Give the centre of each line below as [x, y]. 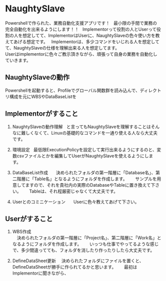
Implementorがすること [42, 114]
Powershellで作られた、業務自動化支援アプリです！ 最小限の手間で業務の [81, 23]
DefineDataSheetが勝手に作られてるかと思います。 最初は [75, 267]
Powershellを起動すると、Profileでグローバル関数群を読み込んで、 [73, 90]
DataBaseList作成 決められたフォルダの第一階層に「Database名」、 [84, 172]
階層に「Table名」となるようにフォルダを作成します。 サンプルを [87, 179]
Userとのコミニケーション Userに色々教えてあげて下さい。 [76, 202]
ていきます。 [18, 60]
